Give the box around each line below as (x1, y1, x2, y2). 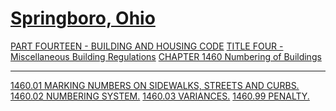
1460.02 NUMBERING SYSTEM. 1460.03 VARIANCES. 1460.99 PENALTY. (10, 90, 310, 102)
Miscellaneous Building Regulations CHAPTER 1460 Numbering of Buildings (10, 50, 322, 62)
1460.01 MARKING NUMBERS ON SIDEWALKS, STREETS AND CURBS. (10, 79, 300, 91)
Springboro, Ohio (10, 7, 156, 30)
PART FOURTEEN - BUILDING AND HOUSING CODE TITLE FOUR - (10, 40, 284, 52)
